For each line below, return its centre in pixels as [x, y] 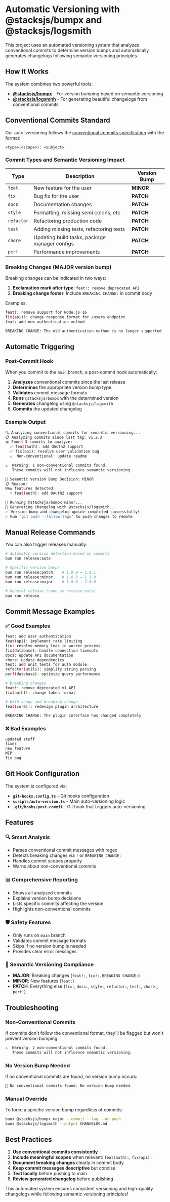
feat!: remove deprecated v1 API [40, 688]
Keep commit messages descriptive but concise [64, 1168]
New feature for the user [63, 187]
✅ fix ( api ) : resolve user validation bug [55, 452]
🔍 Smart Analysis [28, 837]
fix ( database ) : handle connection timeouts [52, 650]
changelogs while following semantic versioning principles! [67, 1194]
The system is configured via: [36, 786]
